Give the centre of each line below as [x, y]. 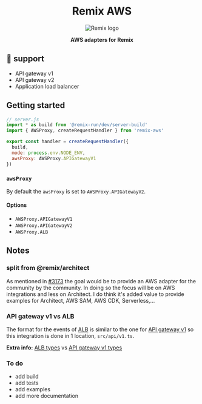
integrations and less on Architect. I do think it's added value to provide [95, 294]
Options [17, 205]
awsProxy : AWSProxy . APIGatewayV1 [54, 158]
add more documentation [47, 396]
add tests [27, 383]
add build [27, 377]
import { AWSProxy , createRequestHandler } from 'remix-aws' [85, 131]
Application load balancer [47, 86]
